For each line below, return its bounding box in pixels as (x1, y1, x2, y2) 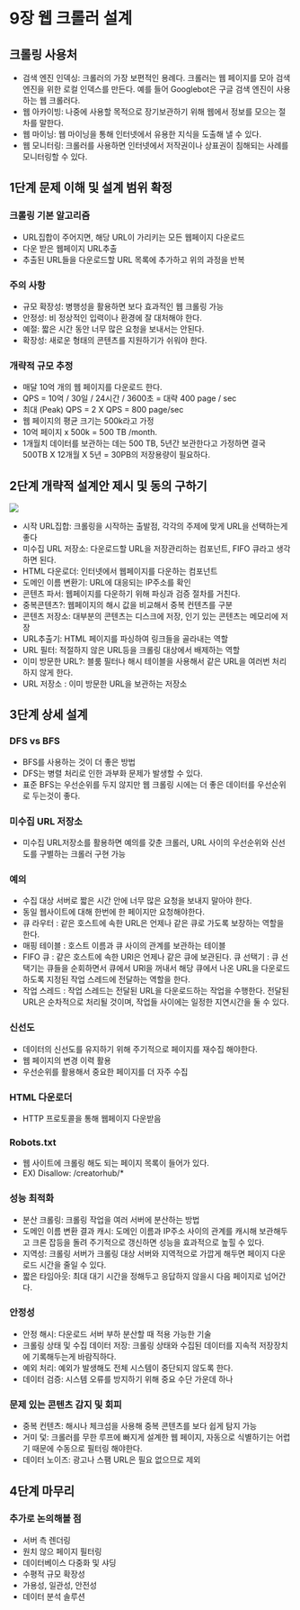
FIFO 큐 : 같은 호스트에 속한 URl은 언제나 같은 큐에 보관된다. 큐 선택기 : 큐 (22, 951, 279, 962)
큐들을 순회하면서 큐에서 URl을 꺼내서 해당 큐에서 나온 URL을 (46, 963, 260, 974)
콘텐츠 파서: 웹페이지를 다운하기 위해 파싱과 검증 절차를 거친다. (22, 588, 241, 599)
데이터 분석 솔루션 (22, 1591, 85, 1602)
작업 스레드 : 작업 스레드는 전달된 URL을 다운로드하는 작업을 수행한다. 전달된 (22, 986, 289, 996)
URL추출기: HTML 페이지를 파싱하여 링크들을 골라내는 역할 (22, 633, 229, 644)
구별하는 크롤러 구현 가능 (39, 849, 126, 860)
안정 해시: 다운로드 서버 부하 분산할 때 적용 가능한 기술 (22, 1328, 212, 1339)
